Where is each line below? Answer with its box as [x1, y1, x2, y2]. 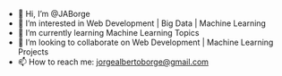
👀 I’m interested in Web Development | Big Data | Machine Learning [17, 18, 267, 29]
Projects [17, 46, 49, 57]
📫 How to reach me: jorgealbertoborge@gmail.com [17, 56, 209, 67]
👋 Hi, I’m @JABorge [17, 9, 91, 19]
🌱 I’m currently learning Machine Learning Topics [17, 28, 200, 38]
